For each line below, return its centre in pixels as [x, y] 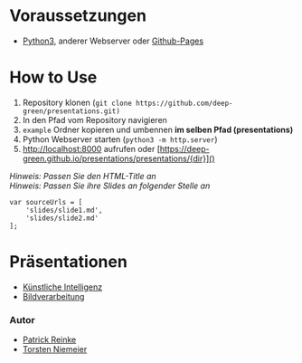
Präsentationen [69, 262]
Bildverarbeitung [53, 296]
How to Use [53, 77]
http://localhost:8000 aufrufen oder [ [91, 148]
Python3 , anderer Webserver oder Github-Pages [113, 41]
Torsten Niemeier [55, 349]
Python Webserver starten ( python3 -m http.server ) [120, 139]
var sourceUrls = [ [46, 202]
